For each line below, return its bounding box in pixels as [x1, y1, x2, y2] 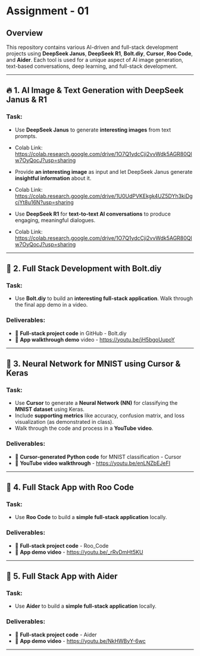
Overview [6, 28, 43, 38]
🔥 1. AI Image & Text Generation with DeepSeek [6, 85, 184, 96]
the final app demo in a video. [14, 301, 88, 308]
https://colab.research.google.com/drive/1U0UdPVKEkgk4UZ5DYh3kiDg [14, 192, 193, 199]
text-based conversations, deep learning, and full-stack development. [6, 63, 177, 70]
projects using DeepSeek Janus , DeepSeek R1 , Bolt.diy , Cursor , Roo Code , [6, 50, 193, 57]
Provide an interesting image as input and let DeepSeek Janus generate [14, 168, 193, 175]
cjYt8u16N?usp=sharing [14, 198, 74, 206]
